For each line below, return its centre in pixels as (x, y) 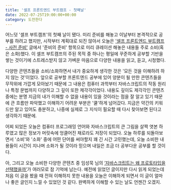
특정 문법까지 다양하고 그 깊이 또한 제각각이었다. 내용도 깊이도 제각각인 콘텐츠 (88, 90)
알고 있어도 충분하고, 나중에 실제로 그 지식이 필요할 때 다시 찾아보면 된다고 (88, 109)
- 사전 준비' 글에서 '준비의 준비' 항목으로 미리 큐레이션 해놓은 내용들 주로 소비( (82, 47)
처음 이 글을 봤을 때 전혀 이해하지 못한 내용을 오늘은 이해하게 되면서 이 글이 (79, 176)
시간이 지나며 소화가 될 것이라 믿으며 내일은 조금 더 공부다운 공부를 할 (88, 146)
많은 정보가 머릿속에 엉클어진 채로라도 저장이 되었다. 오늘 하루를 (82, 133)
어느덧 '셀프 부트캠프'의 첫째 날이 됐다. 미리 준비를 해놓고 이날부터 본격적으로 (81, 35)
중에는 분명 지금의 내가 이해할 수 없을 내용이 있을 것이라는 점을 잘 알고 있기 (79, 97)
